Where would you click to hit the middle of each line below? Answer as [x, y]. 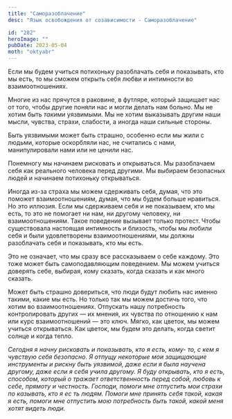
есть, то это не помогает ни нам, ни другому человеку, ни [94, 213]
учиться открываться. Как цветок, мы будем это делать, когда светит [111, 329]
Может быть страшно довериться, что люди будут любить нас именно [113, 292]
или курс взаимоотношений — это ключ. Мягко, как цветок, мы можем [114, 321]
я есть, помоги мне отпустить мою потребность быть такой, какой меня [116, 401]
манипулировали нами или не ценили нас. [71, 150]
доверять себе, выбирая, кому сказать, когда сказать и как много [106, 271]
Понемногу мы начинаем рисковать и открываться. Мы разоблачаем [111, 163]
